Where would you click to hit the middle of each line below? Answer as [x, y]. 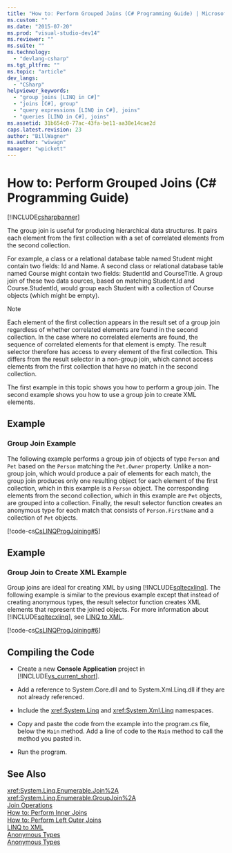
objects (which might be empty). [54, 295]
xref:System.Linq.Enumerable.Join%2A [63, 790]
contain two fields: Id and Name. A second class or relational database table [115, 266]
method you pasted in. [49, 739]
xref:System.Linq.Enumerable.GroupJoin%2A [72, 798]
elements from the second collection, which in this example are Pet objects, [115, 495]
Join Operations [30, 805]
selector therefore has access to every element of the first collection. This [112, 351]
